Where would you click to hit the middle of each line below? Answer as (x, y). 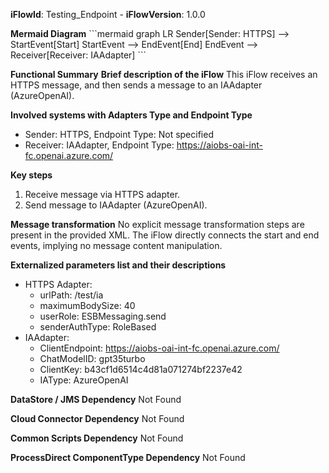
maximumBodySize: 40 (87, 305)
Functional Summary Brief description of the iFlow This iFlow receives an (164, 74)
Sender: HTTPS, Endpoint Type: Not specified (119, 134)
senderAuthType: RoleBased (98, 327)
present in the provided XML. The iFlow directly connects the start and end (165, 235)
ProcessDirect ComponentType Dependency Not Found (128, 457)
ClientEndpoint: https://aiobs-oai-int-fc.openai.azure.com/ (159, 348)
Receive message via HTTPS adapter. (102, 194)
